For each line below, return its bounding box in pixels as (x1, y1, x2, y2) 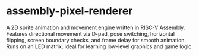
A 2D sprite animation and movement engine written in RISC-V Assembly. (6, 24, 185, 31)
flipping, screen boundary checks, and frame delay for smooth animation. (6, 36, 186, 43)
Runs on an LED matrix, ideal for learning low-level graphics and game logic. (6, 43, 193, 50)
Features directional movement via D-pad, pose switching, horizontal (6, 30, 175, 37)
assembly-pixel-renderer (6, 4, 133, 18)
